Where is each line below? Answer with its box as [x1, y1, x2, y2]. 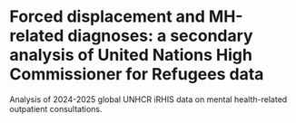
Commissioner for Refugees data [9, 64, 264, 85]
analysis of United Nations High [9, 45, 252, 65]
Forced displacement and [9, 6, 206, 27]
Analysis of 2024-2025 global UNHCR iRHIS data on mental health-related [9, 93, 288, 105]
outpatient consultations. [9, 103, 103, 114]
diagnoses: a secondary [67, 25, 253, 46]
